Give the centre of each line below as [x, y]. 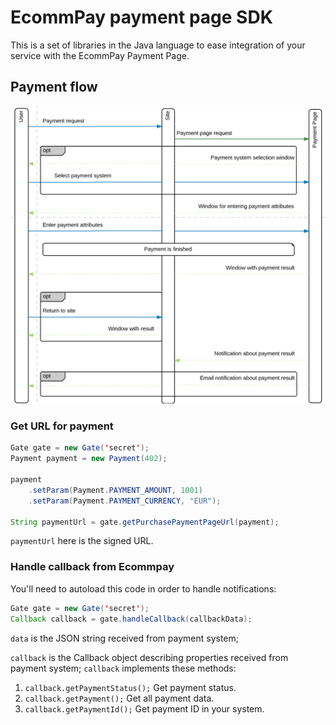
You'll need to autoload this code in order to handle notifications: [143, 588]
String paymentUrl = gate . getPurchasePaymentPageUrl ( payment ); [145, 522]
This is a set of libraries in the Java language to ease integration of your [158, 45]
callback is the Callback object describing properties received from [149, 657]
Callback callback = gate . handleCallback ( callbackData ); [131, 619]
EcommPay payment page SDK [141, 17]
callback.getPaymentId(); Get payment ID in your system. [144, 708]
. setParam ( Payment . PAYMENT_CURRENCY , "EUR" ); [125, 501]
